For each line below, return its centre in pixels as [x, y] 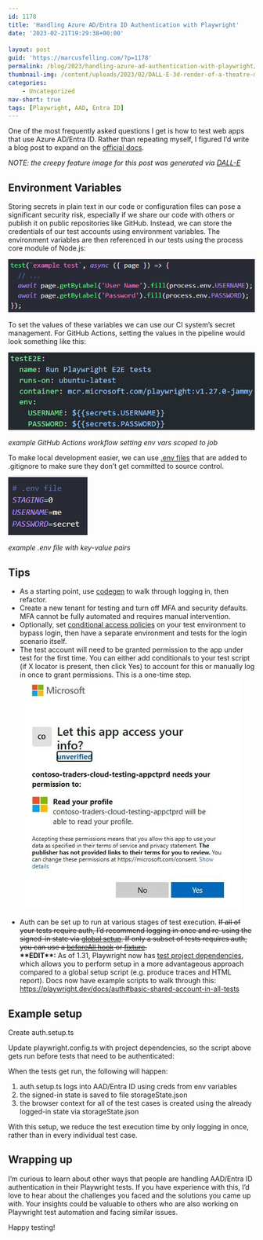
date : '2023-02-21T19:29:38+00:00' [66, 33]
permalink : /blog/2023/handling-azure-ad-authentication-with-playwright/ [133, 67]
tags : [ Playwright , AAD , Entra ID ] [66, 108]
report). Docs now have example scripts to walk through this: [118, 981]
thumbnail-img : [33, 75]
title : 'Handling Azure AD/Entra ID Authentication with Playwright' [124, 25]
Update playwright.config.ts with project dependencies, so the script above [130, 1048]
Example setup [45, 1013]
